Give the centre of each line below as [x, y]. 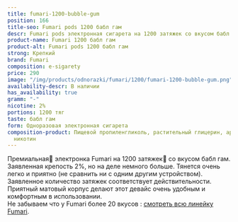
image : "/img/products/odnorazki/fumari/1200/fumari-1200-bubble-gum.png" [120, 80]
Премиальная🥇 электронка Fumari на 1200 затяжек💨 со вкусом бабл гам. [119, 159]
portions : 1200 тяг [36, 112]
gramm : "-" [23, 100]
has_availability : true [42, 93]
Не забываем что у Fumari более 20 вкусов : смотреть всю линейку [110, 204]
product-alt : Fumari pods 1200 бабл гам [68, 47]
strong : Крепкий [31, 54]
